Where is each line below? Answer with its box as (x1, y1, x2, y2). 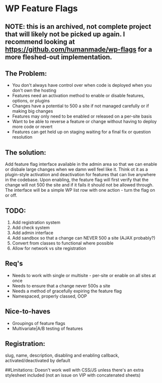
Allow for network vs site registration (12, 245, 86, 251)
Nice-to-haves (5, 307, 50, 316)
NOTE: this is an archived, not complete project (5, 22, 151, 31)
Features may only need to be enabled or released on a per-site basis (12, 113, 152, 120)
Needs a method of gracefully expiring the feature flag (12, 288, 122, 294)
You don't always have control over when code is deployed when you (12, 82, 152, 88)
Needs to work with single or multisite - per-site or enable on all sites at (12, 272, 156, 278)
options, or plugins (12, 98, 50, 104)
